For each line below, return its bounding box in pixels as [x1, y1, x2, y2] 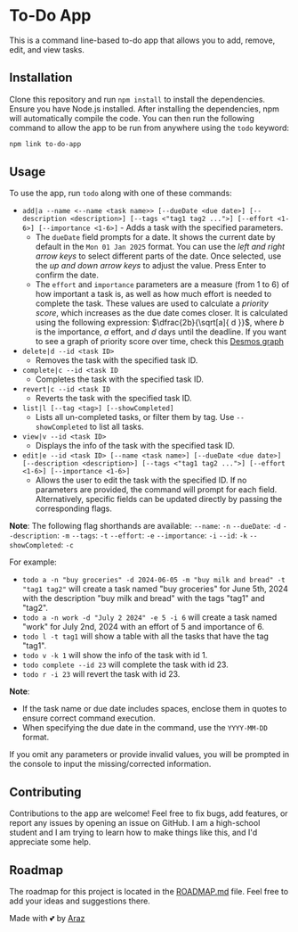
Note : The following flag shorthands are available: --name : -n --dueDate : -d [9, 521, 282, 532]
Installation [9, 70, 73, 86]
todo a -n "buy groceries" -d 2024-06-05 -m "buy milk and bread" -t [21, 576, 286, 585]
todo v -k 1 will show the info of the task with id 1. [21, 650, 208, 661]
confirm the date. [35, 269, 100, 281]
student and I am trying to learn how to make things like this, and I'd [9, 827, 258, 838]
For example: [9, 557, 58, 567]
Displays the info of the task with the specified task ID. [35, 441, 236, 451]
